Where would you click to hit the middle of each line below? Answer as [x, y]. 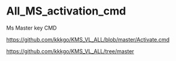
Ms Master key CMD [32, 28]
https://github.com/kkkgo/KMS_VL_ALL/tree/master [70, 51]
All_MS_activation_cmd [66, 11]
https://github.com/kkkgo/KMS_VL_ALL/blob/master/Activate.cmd [88, 39]
